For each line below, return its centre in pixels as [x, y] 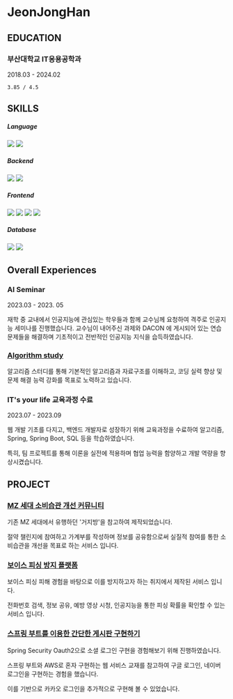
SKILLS [23, 109]
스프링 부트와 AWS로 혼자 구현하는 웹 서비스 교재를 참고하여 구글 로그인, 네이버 [114, 665]
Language [22, 126]
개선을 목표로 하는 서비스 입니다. [75, 546]
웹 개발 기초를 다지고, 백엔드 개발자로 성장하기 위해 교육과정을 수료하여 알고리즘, [116, 430]
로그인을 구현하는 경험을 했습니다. [53, 674]
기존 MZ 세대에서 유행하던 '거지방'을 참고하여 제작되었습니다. [90, 522]
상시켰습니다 [24, 462]
